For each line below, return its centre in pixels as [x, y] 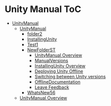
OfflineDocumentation [58, 82]
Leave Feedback [52, 87]
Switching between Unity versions [70, 76]
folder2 [35, 34]
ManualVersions [51, 60]
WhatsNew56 [41, 92]
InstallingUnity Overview [60, 66]
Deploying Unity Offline [59, 71]
